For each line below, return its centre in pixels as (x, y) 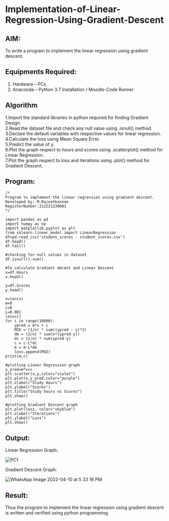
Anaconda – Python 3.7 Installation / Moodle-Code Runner (73, 89)
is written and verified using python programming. (57, 513)
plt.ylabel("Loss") (26, 418)
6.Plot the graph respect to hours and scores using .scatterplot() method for (84, 149)
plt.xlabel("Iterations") (32, 414)
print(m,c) (17, 357)
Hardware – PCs (29, 84)
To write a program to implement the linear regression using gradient (77, 51)
